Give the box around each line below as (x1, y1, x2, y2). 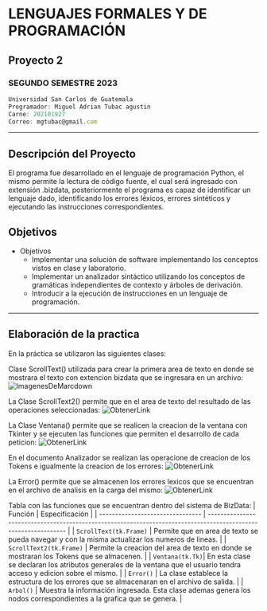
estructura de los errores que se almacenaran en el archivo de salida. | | (8, 577, 244, 586)
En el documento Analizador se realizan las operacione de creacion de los (8, 452, 251, 462)
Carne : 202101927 (8, 110, 66, 118)
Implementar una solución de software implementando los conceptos (31, 255, 259, 264)
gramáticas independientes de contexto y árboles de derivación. (31, 280, 243, 289)
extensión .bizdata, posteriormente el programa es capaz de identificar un (8, 185, 251, 195)
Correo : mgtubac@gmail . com (8, 117, 98, 126)
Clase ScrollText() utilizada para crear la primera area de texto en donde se (8, 364, 254, 374)
